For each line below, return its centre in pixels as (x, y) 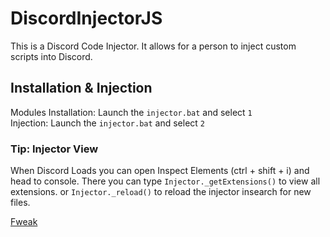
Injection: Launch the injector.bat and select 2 (107, 123)
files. (20, 203)
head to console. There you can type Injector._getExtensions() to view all (165, 181)
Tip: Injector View (54, 149)
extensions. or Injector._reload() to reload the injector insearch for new (161, 192)
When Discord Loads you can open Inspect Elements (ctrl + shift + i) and (160, 171)
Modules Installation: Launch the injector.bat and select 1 (131, 112)
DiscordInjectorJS (86, 18)
